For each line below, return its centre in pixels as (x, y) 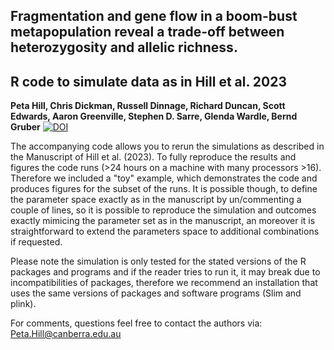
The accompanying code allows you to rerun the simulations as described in (167, 146)
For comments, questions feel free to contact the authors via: (136, 323)
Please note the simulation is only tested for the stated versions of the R (158, 261)
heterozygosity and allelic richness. (124, 47)
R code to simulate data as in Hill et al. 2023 (148, 81)
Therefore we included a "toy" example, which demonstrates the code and (164, 178)
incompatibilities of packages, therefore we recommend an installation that (164, 283)
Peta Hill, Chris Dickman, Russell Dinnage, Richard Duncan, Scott (148, 106)
